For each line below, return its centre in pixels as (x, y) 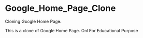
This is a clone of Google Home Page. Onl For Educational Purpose (72, 30)
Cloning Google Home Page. (33, 21)
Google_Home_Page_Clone (60, 8)
